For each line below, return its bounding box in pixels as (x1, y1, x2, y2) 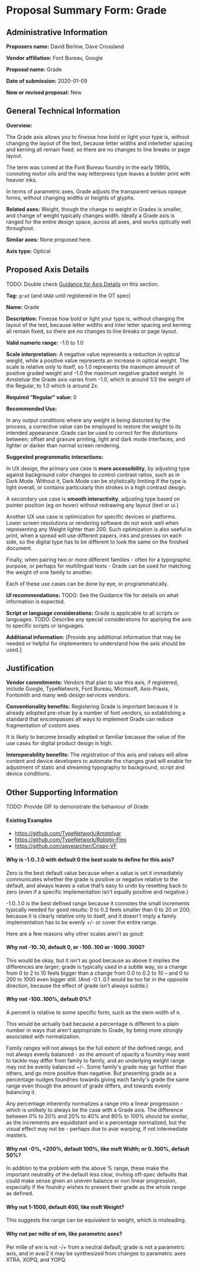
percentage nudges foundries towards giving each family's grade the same (6, 1076, 189, 1083)
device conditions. (6, 770, 51, 777)
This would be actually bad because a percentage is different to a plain (6, 1020, 179, 1028)
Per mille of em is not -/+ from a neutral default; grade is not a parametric (6, 1243, 185, 1251)
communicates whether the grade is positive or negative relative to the (6, 876, 178, 883)
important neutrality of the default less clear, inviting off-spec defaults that (6, 1171, 188, 1178)
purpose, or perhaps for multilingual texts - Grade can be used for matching (6, 562, 191, 570)
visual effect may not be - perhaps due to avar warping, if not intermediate (6, 1125, 188, 1133)
